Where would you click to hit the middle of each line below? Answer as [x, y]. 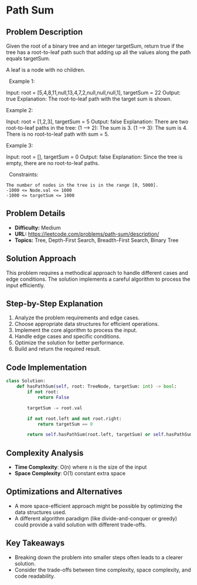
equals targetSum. [28, 58]
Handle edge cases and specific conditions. [68, 337]
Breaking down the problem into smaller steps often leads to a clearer [98, 557]
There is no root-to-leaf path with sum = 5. [58, 134]
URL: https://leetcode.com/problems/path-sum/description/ [87, 234]
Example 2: [20, 110]
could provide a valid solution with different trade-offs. [80, 525]
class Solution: [26, 381]
